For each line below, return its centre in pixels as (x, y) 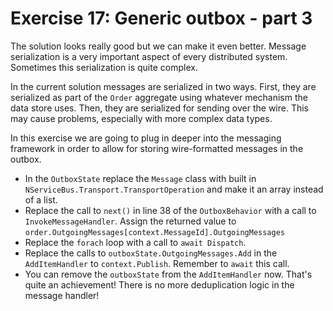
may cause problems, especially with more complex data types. (141, 118)
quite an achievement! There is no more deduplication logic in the (159, 284)
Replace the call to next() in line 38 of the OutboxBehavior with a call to (170, 210)
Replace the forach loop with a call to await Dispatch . (135, 242)
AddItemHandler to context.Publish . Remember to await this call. (157, 263)
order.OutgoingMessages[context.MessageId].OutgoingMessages (155, 232)
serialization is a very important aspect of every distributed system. (149, 56)
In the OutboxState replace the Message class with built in (140, 178)
